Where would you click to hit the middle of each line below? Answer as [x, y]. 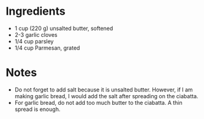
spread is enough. [37, 109]
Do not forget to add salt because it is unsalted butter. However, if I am [104, 90]
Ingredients [36, 11]
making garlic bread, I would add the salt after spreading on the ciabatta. [106, 96]
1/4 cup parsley [34, 41]
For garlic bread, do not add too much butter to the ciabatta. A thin [99, 102]
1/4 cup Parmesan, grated [47, 48]
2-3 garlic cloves [36, 34]
